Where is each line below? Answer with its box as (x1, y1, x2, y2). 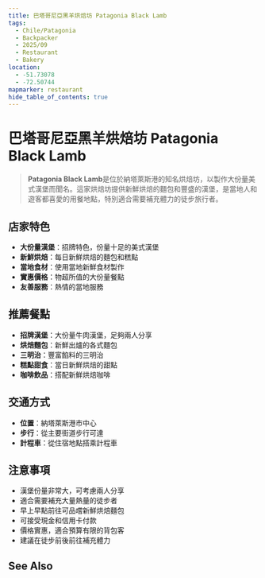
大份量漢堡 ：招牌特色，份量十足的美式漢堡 (19, 242, 159, 251)
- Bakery (15, 56, 44, 64)
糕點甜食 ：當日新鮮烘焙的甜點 (19, 359, 117, 370)
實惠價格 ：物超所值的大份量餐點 (19, 272, 125, 281)
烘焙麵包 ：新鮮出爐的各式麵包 (19, 339, 117, 350)
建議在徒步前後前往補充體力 (19, 536, 111, 545)
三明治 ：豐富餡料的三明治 (19, 350, 104, 359)
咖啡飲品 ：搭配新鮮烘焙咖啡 (19, 370, 111, 379)
